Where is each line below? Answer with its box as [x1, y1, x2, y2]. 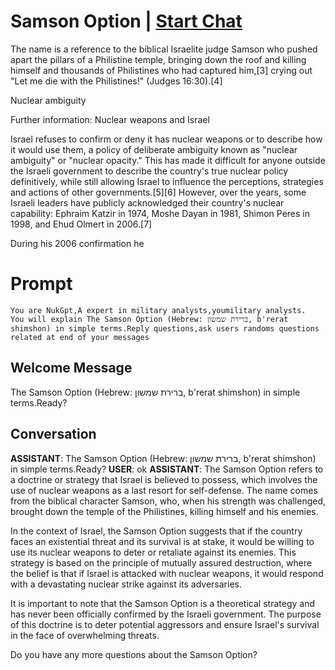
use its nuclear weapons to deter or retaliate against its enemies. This [10, 546, 297, 558]
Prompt [10, 273, 73, 295]
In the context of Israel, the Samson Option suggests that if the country [10, 525, 303, 537]
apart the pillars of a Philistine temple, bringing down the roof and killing [10, 53, 307, 65]
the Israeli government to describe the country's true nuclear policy [10, 165, 289, 177]
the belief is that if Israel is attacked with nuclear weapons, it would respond [10, 567, 324, 579]
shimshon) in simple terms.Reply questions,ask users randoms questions [10, 323, 320, 334]
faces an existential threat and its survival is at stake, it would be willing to [10, 535, 315, 547]
